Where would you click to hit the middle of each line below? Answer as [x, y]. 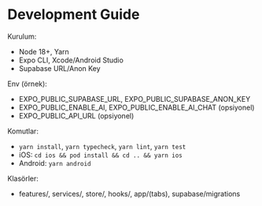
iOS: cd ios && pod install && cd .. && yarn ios [100, 155]
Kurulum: [22, 36]
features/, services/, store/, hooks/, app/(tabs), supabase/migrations [129, 193]
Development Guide [74, 15]
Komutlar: [23, 131]
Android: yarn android [55, 163]
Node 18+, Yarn [44, 51]
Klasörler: [23, 178]
